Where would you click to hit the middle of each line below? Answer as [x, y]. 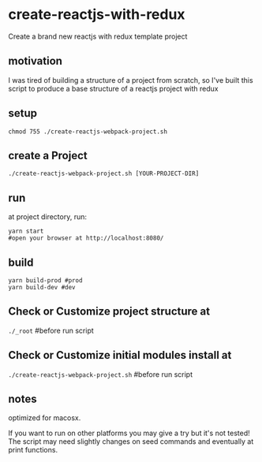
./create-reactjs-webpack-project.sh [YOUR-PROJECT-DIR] [104, 174]
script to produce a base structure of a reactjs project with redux [113, 88]
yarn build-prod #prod [45, 281]
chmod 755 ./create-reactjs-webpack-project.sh [88, 132]
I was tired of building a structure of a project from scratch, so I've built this [131, 80]
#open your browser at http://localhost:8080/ [86, 238]
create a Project [48, 155]
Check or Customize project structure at [109, 312]
